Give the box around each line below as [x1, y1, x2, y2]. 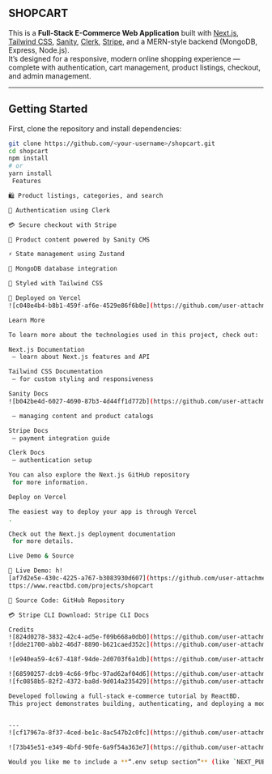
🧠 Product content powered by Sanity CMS [8, 235, 151, 244]
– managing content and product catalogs [11, 412, 154, 420]
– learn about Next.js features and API [11, 353, 151, 361]
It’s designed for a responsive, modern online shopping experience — [8, 53, 240, 63]
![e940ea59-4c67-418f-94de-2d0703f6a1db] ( [8, 656, 154, 664]
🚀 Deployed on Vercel [8, 294, 82, 302]
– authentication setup [11, 456, 92, 464]
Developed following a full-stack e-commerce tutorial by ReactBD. [8, 692, 241, 700]
